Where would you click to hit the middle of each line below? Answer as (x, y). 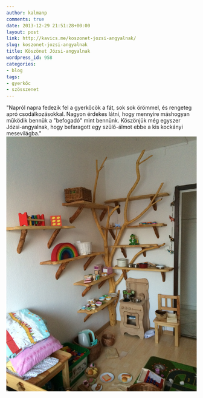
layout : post (23, 32)
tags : (13, 77)
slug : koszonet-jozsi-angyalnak (47, 45)
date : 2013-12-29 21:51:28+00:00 (48, 25)
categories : (21, 64)
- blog (14, 70)
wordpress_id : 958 (29, 58)
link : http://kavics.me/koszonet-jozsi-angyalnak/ (71, 39)
